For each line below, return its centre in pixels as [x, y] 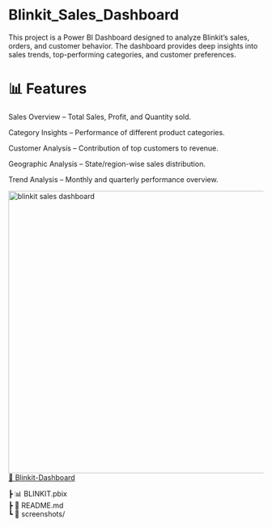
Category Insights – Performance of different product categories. [117, 132]
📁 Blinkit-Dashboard [42, 477]
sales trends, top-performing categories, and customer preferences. [122, 54]
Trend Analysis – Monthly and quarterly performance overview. [113, 179]
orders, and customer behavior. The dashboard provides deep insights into [133, 45]
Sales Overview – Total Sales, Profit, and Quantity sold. [100, 117]
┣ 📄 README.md [36, 505]
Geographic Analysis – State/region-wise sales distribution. [107, 164]
